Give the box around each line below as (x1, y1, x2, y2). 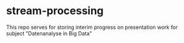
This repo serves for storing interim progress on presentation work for (6, 24, 178, 31)
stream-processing (6, 4, 104, 18)
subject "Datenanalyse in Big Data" (6, 29, 92, 37)
